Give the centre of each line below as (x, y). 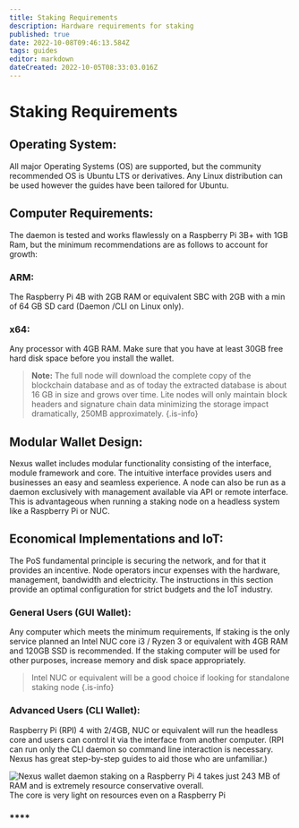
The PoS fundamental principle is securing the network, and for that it (138, 560)
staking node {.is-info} (73, 687)
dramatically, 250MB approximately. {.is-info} (115, 414)
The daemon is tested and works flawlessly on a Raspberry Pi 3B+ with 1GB (149, 235)
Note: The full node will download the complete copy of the (141, 376)
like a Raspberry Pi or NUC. (60, 511)
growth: (24, 254)
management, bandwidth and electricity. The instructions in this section (141, 579)
